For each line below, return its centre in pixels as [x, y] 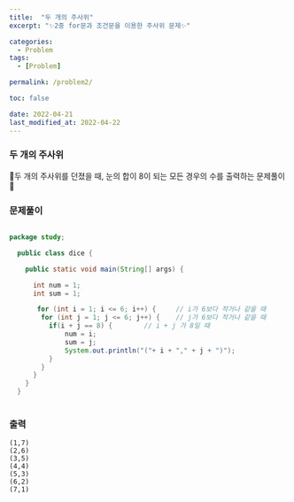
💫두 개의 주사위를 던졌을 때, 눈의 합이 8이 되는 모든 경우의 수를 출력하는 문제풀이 [147, 176]
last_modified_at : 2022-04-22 [65, 122]
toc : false [29, 98]
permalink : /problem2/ [51, 82]
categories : [31, 42]
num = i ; [81, 334]
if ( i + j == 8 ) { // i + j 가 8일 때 [129, 326]
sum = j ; [81, 342]
